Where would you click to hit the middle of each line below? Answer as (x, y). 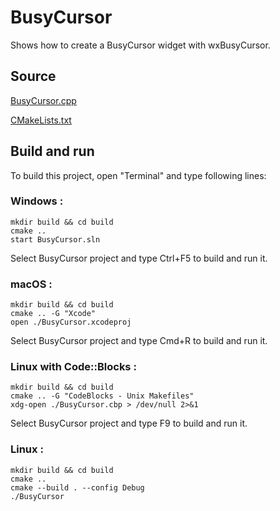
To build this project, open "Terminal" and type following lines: (138, 175)
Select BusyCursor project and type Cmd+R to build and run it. (139, 341)
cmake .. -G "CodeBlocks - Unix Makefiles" (102, 396)
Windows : (37, 201)
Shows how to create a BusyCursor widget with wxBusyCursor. (140, 45)
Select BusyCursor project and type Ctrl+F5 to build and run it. (139, 258)
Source (33, 76)
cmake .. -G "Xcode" (53, 314)
